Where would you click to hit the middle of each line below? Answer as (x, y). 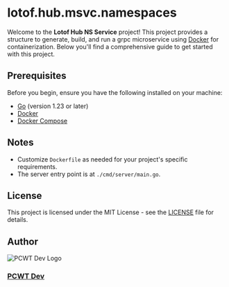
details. (18, 220)
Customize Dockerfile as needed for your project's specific (102, 159)
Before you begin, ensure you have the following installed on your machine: (115, 92)
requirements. (37, 166)
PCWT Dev (26, 277)
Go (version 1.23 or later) (53, 106)
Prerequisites (37, 76)
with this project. (31, 54)
